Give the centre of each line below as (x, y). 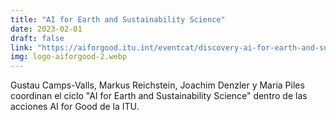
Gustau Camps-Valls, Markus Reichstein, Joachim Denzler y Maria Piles (157, 85)
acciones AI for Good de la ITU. (75, 107)
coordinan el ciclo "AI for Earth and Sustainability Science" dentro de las (159, 96)
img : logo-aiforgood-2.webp (69, 57)
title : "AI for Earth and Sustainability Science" (118, 19)
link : (21, 47)
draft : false (37, 38)
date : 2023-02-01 (46, 29)
